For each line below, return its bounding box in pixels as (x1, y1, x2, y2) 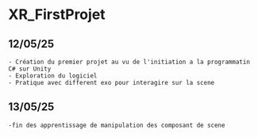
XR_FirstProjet (8, 6, 106, 24)
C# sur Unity (8, 65, 52, 73)
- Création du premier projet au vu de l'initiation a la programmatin (8, 58, 250, 66)
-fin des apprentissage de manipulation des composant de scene (8, 121, 225, 129)
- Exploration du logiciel (8, 72, 98, 80)
